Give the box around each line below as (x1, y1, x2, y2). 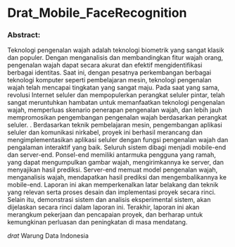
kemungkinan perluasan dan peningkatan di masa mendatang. (7, 218, 188, 227)
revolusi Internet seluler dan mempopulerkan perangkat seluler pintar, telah (7, 91, 225, 99)
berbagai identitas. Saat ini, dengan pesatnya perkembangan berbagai (7, 68, 212, 77)
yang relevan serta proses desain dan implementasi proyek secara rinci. (7, 188, 216, 196)
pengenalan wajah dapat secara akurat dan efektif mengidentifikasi (7, 61, 203, 70)
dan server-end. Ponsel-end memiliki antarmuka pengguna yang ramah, (7, 151, 217, 159)
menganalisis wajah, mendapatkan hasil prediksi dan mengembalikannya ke (7, 173, 227, 182)
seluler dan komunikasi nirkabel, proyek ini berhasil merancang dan (7, 128, 203, 137)
